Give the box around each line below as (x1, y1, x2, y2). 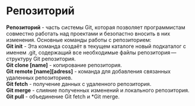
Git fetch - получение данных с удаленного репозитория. (6, 80, 152, 87)
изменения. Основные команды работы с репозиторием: (6, 36, 152, 43)
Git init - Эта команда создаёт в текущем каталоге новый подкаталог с (6, 43, 187, 50)
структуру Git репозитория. (6, 55, 76, 62)
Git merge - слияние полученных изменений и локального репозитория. (6, 86, 190, 94)
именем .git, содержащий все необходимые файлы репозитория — (6, 49, 177, 56)
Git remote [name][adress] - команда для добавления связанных (6, 68, 171, 75)
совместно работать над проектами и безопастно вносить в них (6, 30, 171, 37)
